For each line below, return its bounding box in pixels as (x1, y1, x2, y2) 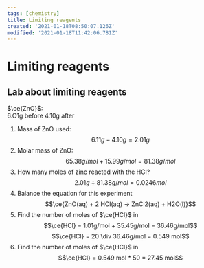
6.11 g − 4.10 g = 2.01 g (91, 135, 150, 144)
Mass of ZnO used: (16, 125, 71, 133)
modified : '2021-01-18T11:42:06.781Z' (7, 29, 118, 36)
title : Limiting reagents (7, 16, 81, 23)
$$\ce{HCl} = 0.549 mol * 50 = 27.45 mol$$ (58, 254, 183, 262)
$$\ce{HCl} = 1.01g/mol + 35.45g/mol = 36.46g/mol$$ (43, 221, 198, 230)
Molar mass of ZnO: (16, 146, 73, 155)
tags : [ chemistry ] (7, 10, 60, 17)
